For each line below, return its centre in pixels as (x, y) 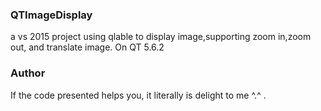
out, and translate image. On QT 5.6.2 (87, 47)
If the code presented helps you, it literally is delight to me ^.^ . (138, 95)
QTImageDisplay (51, 15)
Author (28, 73)
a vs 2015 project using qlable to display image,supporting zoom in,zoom (161, 37)
